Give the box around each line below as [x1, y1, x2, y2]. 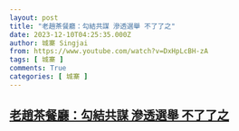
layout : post [9, 13, 59, 23]
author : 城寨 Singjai [9, 38, 89, 48]
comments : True [9, 64, 67, 73]
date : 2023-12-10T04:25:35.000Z [9, 30, 131, 39]
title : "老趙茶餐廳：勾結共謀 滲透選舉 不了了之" [9, 22, 176, 31]
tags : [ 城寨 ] [9, 55, 64, 64]
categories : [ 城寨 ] [9, 72, 89, 81]
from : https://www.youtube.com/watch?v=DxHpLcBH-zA [9, 47, 208, 56]
